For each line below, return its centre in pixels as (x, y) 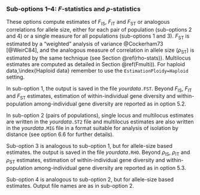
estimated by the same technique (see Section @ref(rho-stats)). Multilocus (99, 58)
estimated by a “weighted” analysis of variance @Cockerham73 (85, 44)
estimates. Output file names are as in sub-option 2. (70, 185)
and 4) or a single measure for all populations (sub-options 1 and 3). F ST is (98, 36)
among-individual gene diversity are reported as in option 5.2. (110, 104)
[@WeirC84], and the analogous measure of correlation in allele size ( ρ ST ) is (100, 51)
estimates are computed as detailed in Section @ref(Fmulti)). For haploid (96, 64)
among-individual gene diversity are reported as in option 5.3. (110, 168)
